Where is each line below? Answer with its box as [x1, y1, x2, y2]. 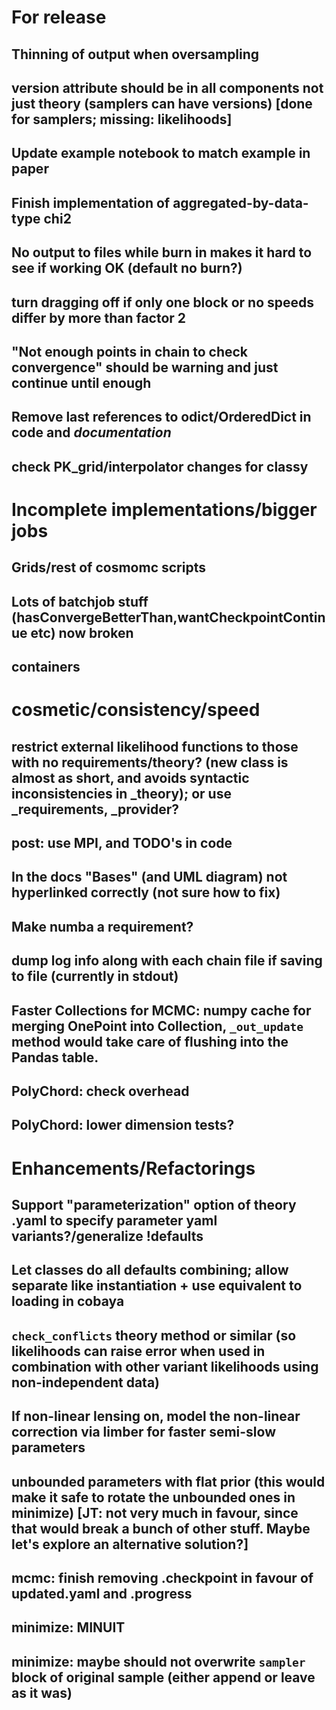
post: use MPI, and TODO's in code [11, 835, 233, 852]
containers [11, 659, 81, 676]
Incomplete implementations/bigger [11, 498, 318, 521]
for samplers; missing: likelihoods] [11, 111, 233, 128]
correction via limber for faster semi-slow [11, 1424, 276, 1441]
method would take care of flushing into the [11, 1033, 289, 1050]
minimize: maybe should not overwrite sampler [11, 1653, 306, 1670]
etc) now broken [30, 624, 134, 641]
